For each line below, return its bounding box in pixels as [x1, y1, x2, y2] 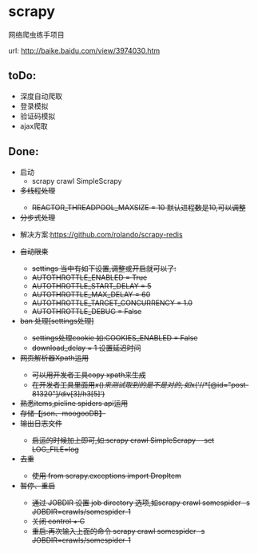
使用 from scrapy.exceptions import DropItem [31, 471, 181, 480]
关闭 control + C [31, 516, 85, 526]
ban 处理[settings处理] [19, 316, 94, 325]
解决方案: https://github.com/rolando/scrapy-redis [19, 229, 183, 239]
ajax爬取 [19, 121, 48, 130]
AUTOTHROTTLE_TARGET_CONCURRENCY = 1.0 [31, 298, 193, 308]
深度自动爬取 [19, 91, 62, 101]
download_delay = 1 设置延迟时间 [31, 343, 141, 352]
